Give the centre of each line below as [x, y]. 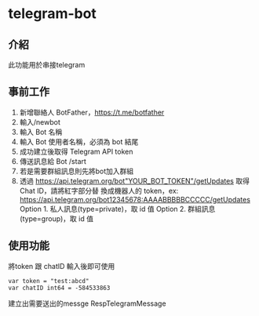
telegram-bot [52, 14]
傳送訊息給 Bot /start [53, 161]
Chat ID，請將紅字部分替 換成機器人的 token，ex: [99, 191]
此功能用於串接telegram [47, 65]
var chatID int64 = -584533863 [59, 288]
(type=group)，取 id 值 [57, 218]
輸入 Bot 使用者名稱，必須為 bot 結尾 [79, 141]
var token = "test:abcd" [49, 281]
